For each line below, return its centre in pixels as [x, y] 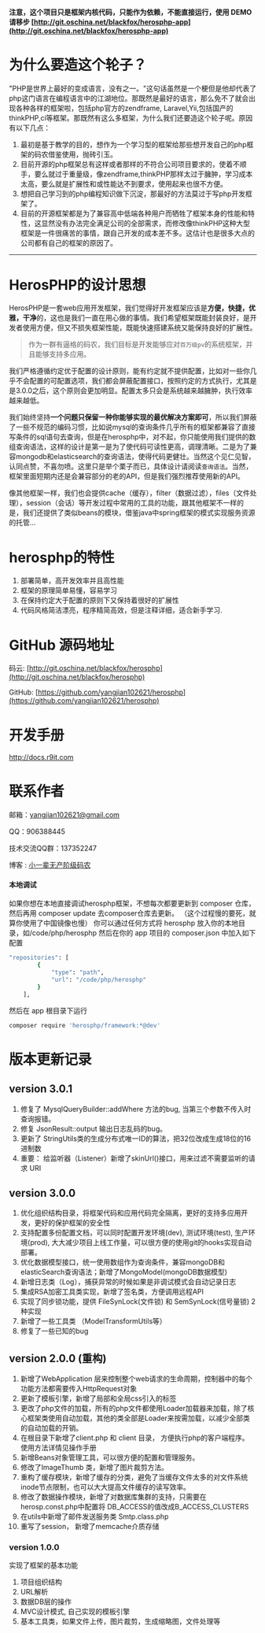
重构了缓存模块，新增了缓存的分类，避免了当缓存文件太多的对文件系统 [134, 1477]
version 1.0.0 [34, 1547]
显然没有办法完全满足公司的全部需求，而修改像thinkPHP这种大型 [146, 223]
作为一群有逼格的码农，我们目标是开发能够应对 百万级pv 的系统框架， [137, 344]
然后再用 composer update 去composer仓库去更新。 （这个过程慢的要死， [129, 913]
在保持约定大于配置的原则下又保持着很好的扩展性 [99, 600]
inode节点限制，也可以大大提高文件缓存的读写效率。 [105, 1487]
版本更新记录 [51, 1059]
